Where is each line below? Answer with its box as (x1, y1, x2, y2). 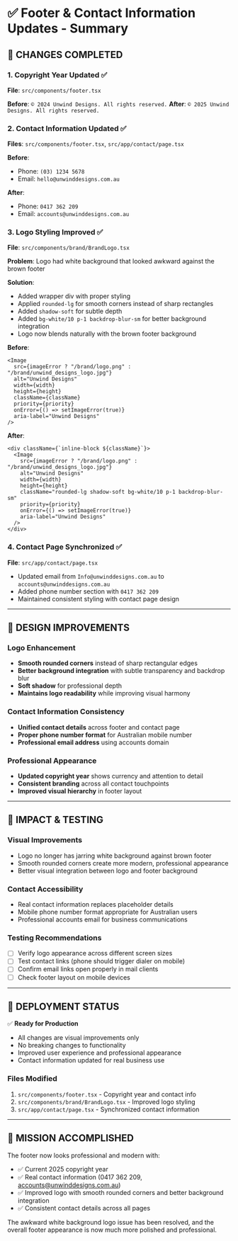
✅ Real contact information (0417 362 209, (17, 1172, 143, 1181)
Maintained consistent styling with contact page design (17, 594, 179, 603)
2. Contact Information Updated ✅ (7, 123, 127, 133)
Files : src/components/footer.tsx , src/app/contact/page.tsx (7, 140, 184, 148)
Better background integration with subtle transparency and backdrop (17, 667, 225, 675)
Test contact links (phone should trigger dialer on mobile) (17, 957, 186, 965)
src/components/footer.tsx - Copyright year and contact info (17, 1089, 197, 1099)
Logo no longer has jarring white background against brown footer (17, 851, 212, 860)
